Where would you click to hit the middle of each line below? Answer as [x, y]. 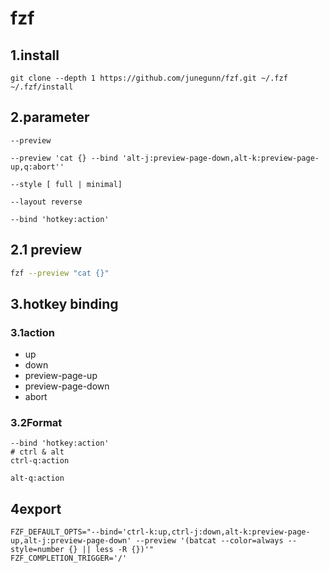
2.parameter [50, 117]
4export [36, 508]
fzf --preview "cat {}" [60, 273]
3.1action [33, 332]
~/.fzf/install [42, 87]
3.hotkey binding [64, 303]
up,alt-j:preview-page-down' [71, 541]
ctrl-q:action [40, 461]
